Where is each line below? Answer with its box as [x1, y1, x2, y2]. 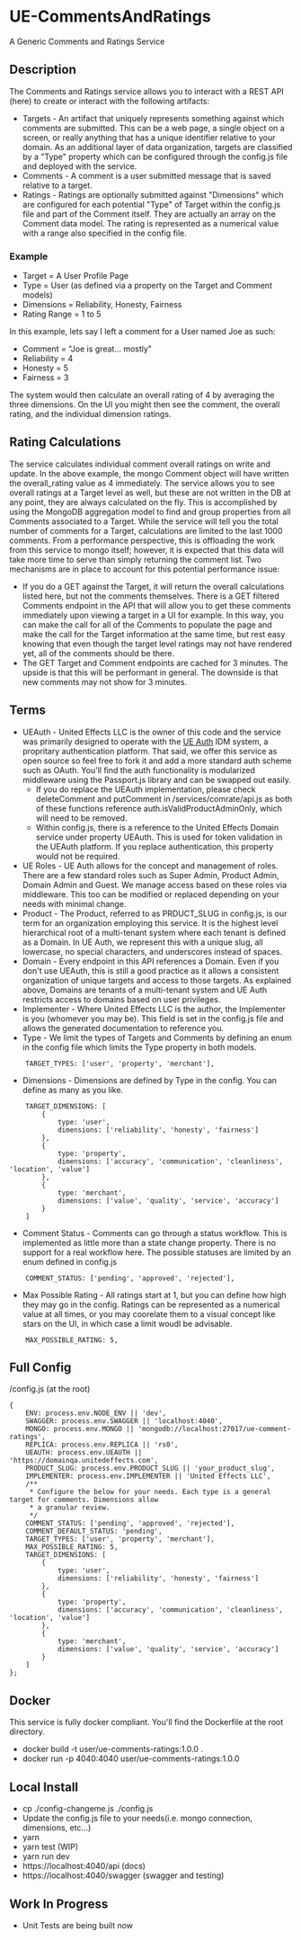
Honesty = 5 [22, 362, 69, 374]
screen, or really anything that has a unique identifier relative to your [22, 132, 276, 143]
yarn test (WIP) [22, 1841, 79, 1853]
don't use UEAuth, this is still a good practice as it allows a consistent [22, 965, 279, 976]
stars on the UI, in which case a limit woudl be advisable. [22, 1318, 233, 1329]
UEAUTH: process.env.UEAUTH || [25, 1448, 143, 1457]
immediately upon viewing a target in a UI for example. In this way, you [22, 610, 285, 620]
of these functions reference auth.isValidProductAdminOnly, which [35, 803, 283, 814]
